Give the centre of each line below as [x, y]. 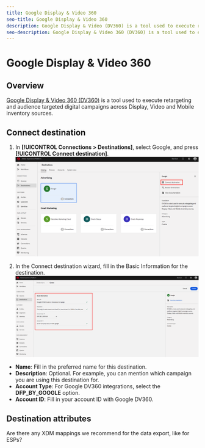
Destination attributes [49, 418]
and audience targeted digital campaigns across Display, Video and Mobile [100, 107]
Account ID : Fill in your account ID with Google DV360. [84, 399]
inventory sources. [30, 114]
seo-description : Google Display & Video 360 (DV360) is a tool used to [101, 32]
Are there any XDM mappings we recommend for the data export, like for [98, 433]
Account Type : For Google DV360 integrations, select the [88, 386]
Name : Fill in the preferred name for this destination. [81, 367]
